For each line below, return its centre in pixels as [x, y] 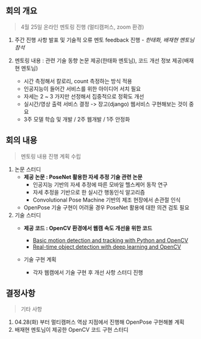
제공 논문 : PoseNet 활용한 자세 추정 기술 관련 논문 [83, 177]
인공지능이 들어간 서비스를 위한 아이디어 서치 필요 [82, 89]
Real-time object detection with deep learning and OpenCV [107, 247]
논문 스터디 [28, 169]
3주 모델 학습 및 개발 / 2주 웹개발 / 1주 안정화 [77, 119]
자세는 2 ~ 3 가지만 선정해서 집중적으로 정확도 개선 [84, 96]
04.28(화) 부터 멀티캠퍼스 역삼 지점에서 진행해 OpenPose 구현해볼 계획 [99, 322]
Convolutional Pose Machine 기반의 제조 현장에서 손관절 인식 [107, 200]
